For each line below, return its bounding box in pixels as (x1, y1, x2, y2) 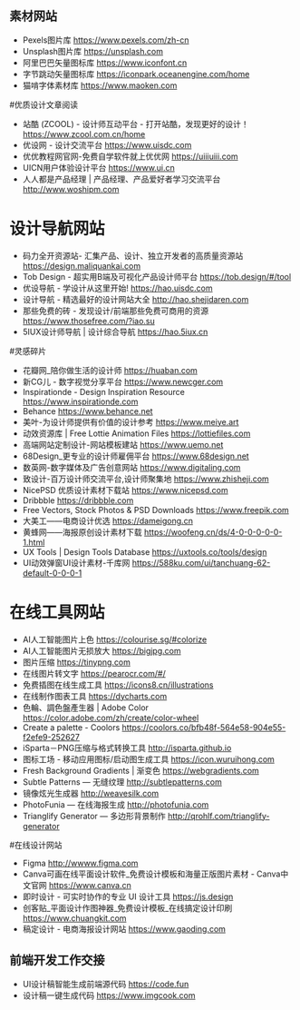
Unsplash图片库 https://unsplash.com (22, 45, 163, 56)
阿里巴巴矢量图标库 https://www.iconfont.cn (22, 57, 188, 68)
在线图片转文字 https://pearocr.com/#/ (22, 668, 166, 678)
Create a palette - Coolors (22, 721, 121, 733)
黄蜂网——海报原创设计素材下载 (22, 526, 142, 538)
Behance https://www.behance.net (22, 405, 153, 416)
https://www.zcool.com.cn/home (22, 128, 146, 139)
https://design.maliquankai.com (22, 260, 141, 271)
